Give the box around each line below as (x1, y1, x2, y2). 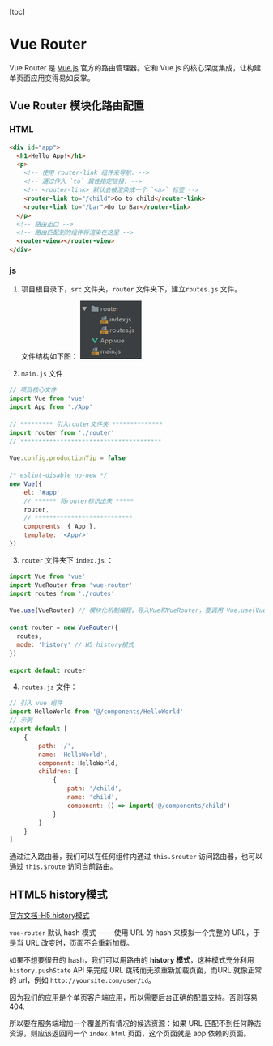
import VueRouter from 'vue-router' (9, 580, 133, 589)
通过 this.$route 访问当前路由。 (9, 861, 117, 871)
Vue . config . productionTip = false (9, 454, 126, 462)
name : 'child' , (66, 793, 118, 802)
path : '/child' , (66, 784, 122, 793)
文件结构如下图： (20, 351, 79, 361)
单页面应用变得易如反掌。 (9, 73, 95, 83)
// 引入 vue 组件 (9, 699, 63, 708)
